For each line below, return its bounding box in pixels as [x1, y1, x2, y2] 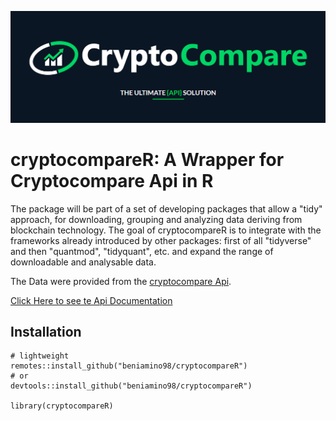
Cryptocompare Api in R [10, 169, 214, 192]
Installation [10, 323, 82, 340]
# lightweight [10, 351, 70, 361]
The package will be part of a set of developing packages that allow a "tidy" [10, 202, 323, 215]
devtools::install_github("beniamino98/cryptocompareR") [10, 381, 253, 391]
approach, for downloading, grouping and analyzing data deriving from [10, 213, 303, 225]
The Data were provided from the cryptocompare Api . [10, 275, 232, 287]
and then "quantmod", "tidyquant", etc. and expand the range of [10, 245, 274, 257]
